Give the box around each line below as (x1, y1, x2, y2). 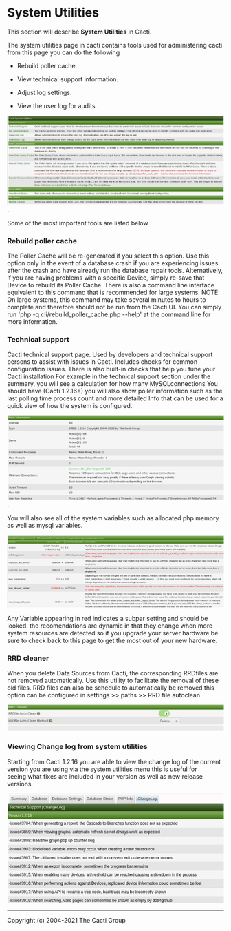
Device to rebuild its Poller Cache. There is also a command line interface (7, 281, 215, 289)
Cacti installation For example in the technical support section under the (7, 372, 211, 380)
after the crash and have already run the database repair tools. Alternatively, (7, 267, 223, 275)
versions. (7, 779, 33, 788)
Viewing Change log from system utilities (7, 742, 148, 752)
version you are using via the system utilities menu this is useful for (7, 765, 197, 773)
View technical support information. (16, 74, 119, 83)
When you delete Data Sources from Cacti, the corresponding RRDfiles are (7, 668, 219, 677)
